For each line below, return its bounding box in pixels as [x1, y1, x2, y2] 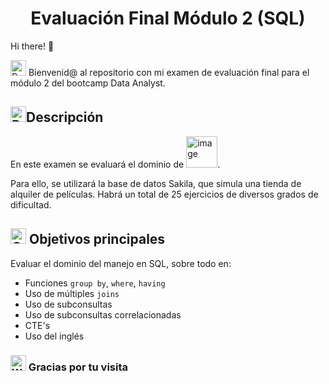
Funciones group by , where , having [24, 277, 166, 289]
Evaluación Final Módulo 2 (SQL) [30, 7, 306, 30]
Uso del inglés [24, 330, 85, 342]
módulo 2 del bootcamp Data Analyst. [10, 77, 166, 89]
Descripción [26, 109, 104, 126]
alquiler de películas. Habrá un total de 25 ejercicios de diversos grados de [10, 188, 319, 200]
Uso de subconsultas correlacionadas [24, 308, 182, 321]
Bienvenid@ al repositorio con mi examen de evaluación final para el [28, 66, 310, 78]
